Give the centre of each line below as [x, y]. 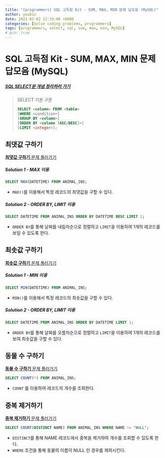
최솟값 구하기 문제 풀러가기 [31, 263]
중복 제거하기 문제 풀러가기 [31, 418]
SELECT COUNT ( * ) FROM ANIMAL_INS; [41, 378]
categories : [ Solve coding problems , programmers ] [58, 24]
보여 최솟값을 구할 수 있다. [37, 339]
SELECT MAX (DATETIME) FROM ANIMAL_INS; [46, 182]
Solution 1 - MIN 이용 [26, 275]
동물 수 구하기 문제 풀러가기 [31, 369]
